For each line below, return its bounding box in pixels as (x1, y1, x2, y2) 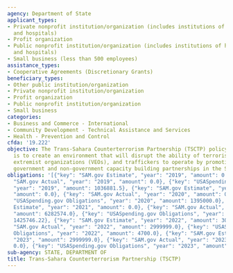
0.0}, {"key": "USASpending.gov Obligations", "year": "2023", (13, 242, 200, 250)
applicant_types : (7, 17, 58, 24)
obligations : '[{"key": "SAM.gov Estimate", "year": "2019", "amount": (7, 172, 218, 179)
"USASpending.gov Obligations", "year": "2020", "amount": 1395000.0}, (13, 197, 225, 205)
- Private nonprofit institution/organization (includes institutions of (7, 23, 225, 30)
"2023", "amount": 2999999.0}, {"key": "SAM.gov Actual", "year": (13, 236, 209, 243)
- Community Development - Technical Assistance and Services (7, 126, 191, 133)
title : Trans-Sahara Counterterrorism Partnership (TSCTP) (7, 256, 182, 263)
